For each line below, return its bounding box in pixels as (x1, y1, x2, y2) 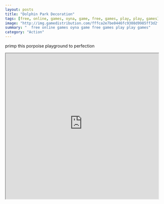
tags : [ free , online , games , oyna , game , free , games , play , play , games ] (5, 16, 160, 21)
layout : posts (5, 7, 34, 12)
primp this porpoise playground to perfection (5, 43, 95, 49)
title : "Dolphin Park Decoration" (5, 12, 75, 17)
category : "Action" (5, 30, 45, 34)
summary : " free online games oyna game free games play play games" (5, 25, 151, 30)
